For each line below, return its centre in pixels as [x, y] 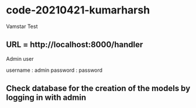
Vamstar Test [22, 26]
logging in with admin [46, 98]
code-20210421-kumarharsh [78, 10]
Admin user [20, 58]
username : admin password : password [54, 70]
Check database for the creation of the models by [98, 88]
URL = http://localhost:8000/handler [75, 45]
